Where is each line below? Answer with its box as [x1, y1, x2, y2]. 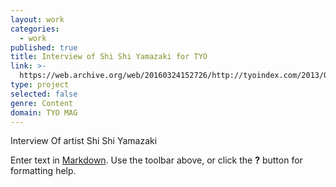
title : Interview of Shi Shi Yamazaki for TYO [10, 52, 208, 62]
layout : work [10, 14, 65, 25]
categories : [10, 24, 60, 34]
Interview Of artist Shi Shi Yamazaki [10, 135, 158, 147]
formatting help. [10, 165, 77, 177]
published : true [10, 42, 78, 53]
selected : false [10, 89, 78, 99]
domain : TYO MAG [10, 107, 78, 118]
